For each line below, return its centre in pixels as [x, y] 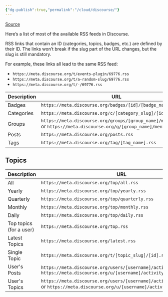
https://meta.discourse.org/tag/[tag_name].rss [98, 142]
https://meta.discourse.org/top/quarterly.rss [97, 199]
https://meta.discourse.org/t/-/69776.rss [57, 85]
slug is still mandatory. [28, 54]
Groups [16, 124]
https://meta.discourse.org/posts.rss [87, 134]
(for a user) [21, 230]
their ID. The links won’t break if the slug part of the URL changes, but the [81, 49]
